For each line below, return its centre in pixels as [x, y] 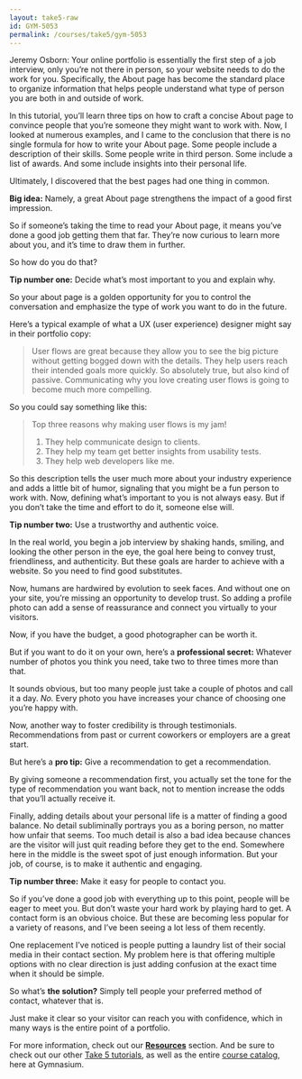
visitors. [24, 617]
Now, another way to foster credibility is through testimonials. [123, 726]
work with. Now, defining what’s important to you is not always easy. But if [147, 498]
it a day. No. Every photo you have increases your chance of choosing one [148, 699]
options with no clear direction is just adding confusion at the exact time [143, 965]
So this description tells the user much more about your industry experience [151, 479]
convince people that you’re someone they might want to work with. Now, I [148, 125]
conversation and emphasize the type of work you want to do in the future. [148, 306]
